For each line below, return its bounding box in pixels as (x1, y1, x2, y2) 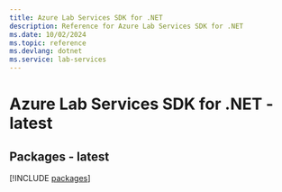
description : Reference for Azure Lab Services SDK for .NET (9, 22, 244, 31)
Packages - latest (9, 149, 110, 164)
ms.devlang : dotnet (9, 47, 83, 56)
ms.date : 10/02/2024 (9, 30, 87, 39)
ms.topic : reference (9, 38, 87, 48)
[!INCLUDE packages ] (9, 173, 91, 183)
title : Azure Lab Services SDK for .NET (9, 13, 164, 23)
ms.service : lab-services (9, 55, 106, 64)
